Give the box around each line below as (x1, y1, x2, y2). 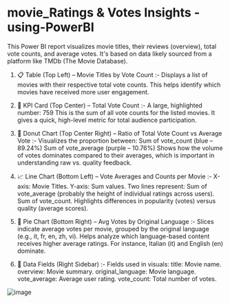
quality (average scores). (17, 204, 88, 212)
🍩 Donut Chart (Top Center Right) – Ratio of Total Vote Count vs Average (17, 129, 222, 137)
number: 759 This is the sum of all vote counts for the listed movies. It (17, 108, 216, 116)
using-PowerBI (7, 19, 94, 35)
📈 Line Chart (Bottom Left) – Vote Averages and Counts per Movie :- (17, 172, 212, 180)
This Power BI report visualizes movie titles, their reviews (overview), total (7, 42, 217, 50)
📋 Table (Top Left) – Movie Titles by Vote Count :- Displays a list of (17, 70, 208, 79)
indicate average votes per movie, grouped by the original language (17, 224, 210, 233)
